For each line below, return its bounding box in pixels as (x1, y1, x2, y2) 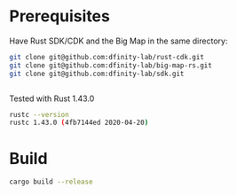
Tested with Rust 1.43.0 (9, 93, 95, 104)
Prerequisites (9, 6, 111, 27)
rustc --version (9, 110, 69, 119)
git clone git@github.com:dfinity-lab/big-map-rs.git (9, 60, 213, 70)
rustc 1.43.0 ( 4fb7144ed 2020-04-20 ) (9, 118, 149, 128)
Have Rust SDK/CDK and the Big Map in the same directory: (9, 35, 228, 46)
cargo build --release (9, 177, 93, 187)
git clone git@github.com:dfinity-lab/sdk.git (9, 69, 185, 78)
